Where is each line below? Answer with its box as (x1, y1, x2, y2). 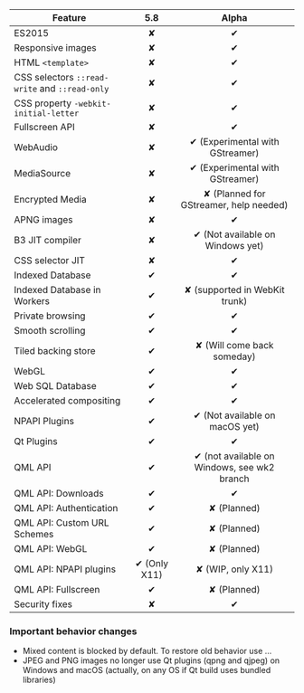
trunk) (221, 295, 248, 307)
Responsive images (14, 42, 97, 53)
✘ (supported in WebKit (184, 284, 285, 296)
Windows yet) (204, 240, 264, 252)
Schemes (14, 528, 54, 540)
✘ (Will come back (195, 339, 274, 351)
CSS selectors (14, 71, 74, 83)
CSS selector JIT (14, 254, 86, 266)
